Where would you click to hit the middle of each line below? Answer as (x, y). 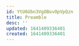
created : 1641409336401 (36, 34)
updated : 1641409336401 (36, 28)
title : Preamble (26, 17)
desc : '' (17, 23)
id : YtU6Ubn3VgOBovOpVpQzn (40, 12)
